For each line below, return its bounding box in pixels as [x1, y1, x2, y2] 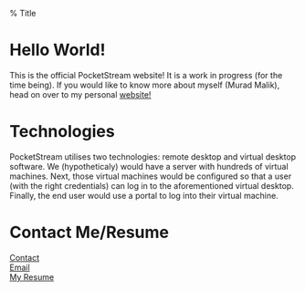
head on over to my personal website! [9, 88, 152, 99]
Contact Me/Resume [9, 223, 170, 243]
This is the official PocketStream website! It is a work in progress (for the [9, 69, 283, 80]
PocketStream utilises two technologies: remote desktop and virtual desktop [9, 151, 297, 162]
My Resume [9, 271, 55, 282]
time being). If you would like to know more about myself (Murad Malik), [9, 79, 280, 90]
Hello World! [9, 40, 106, 60]
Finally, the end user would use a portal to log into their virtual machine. [9, 190, 279, 201]
